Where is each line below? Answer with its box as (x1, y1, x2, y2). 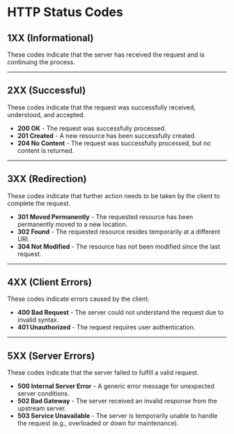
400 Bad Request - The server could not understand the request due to (17, 308, 224, 317)
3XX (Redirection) (7, 173, 87, 185)
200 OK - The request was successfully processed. (17, 124, 166, 133)
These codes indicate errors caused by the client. (7, 294, 150, 304)
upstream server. (17, 404, 67, 412)
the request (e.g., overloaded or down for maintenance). (17, 419, 179, 428)
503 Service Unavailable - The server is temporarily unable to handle (17, 412, 218, 420)
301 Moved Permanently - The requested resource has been (17, 212, 194, 220)
